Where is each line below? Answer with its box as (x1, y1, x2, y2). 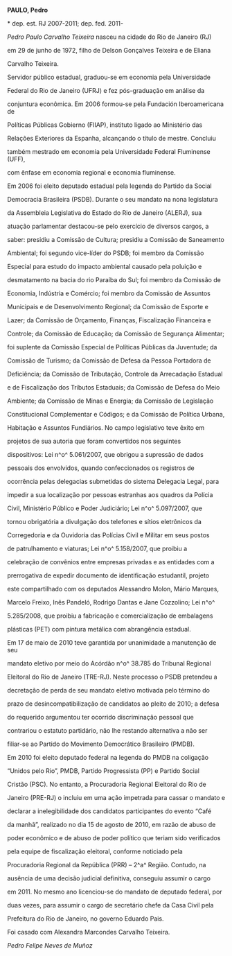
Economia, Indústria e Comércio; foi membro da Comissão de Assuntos (7, 289, 211, 297)
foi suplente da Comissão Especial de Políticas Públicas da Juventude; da (7, 343, 217, 351)
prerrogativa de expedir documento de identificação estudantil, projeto (7, 571, 210, 580)
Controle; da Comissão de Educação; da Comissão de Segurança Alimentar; (7, 329, 225, 338)
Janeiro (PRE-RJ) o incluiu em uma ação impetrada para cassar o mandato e (7, 794, 226, 801)
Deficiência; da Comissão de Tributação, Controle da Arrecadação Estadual (7, 370, 223, 378)
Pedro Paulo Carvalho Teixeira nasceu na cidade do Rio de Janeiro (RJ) (7, 33, 212, 41)
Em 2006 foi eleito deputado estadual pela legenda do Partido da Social (7, 182, 213, 190)
